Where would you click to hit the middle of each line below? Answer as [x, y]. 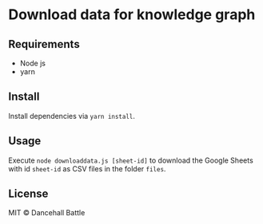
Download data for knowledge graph [132, 15]
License [28, 194]
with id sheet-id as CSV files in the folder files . [87, 168]
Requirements [44, 44]
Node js [33, 63]
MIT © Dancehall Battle [47, 213]
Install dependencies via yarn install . [72, 116]
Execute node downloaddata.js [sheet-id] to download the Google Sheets [131, 160]
